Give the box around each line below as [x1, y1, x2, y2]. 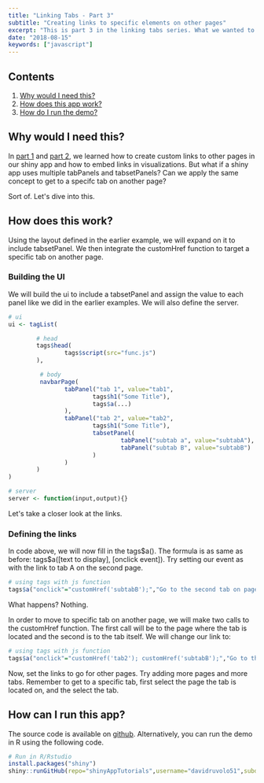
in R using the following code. [8, 737, 104, 747]
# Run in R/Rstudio [8, 752, 72, 760]
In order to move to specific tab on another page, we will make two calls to [8, 615, 250, 625]
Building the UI [8, 271, 65, 283]
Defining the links [8, 528, 77, 539]
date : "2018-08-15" [8, 33, 72, 42]
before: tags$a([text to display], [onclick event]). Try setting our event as [8, 555, 244, 564]
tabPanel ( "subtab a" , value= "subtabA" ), [120, 436, 255, 445]
